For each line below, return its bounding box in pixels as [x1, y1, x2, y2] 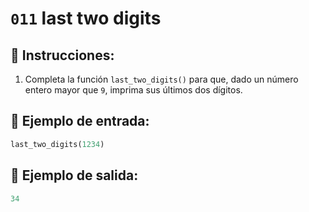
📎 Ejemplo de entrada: [10, 113, 150, 130]
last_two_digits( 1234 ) [10, 139, 105, 149]
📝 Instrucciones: [10, 47, 115, 64]
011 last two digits [10, 7, 162, 30]
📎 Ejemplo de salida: [10, 167, 139, 184]
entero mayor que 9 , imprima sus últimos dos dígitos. [24, 84, 243, 96]
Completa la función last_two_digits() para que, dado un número [24, 73, 299, 85]
